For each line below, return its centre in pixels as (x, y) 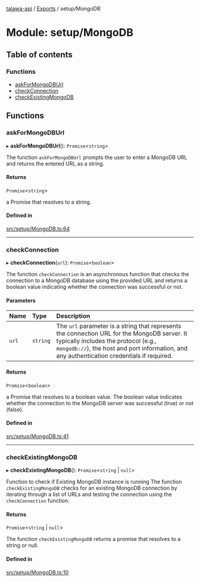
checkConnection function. (38, 501)
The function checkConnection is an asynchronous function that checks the (98, 274)
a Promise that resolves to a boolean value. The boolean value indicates (94, 397)
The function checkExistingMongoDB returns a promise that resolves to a (93, 539)
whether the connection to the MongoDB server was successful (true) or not (100, 403)
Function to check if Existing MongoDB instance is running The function (94, 482)
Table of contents (39, 54)
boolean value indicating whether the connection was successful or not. (95, 287)
